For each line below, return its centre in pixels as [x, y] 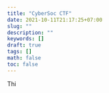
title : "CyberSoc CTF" [39, 13]
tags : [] [20, 52]
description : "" [30, 32]
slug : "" [20, 26]
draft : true [24, 45]
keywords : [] [26, 39]
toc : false [23, 64]
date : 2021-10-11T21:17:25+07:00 [55, 20]
